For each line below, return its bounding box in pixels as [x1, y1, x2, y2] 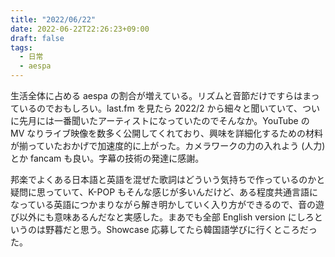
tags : [10, 42, 33, 53]
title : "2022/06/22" [10, 14, 97, 25]
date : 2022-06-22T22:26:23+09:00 [10, 24, 150, 34]
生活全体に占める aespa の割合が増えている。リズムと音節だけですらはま [10, 90, 312, 101]
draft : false [10, 33, 65, 43]
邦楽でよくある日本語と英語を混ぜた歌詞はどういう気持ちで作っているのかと [10, 174, 326, 185]
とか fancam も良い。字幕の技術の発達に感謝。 [10, 152, 205, 164]
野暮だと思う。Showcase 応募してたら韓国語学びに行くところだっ [44, 224, 318, 235]
